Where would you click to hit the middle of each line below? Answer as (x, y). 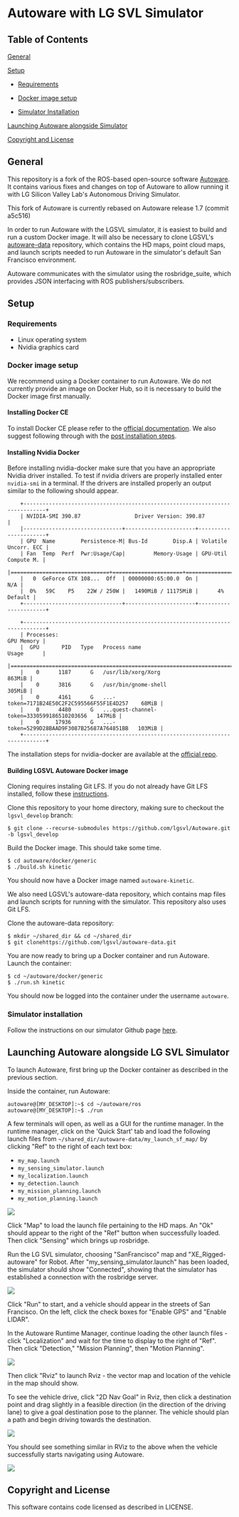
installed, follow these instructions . (58, 794)
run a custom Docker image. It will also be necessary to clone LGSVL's (111, 237)
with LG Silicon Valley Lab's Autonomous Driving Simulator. (94, 194)
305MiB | (20, 691)
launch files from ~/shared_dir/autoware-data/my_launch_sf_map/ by (107, 1138)
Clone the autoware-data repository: (61, 923)
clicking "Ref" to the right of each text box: (70, 1146)
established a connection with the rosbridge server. (83, 1277)
